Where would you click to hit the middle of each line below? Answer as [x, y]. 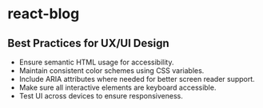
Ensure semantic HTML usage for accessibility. [96, 62]
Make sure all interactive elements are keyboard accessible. [118, 87]
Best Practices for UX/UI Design [88, 43]
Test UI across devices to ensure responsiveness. [101, 96]
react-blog [44, 14]
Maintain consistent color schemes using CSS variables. [112, 71]
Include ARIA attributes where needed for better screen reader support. [137, 79]
